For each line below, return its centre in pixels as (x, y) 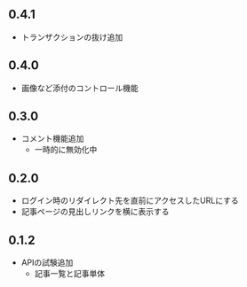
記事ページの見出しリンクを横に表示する (95, 212)
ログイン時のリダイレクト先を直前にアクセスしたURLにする (130, 201)
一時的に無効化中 (66, 150)
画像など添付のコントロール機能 (80, 88)
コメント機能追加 (52, 139)
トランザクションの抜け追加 (72, 37)
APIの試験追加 (47, 263)
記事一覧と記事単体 (70, 274)
